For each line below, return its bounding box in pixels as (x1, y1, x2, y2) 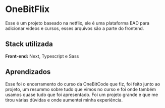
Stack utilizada (5, 40, 53, 48)
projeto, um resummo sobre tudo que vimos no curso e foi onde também (5, 86, 156, 92)
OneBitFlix (5, 3, 49, 15)
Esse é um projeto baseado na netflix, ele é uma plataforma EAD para (5, 20, 150, 26)
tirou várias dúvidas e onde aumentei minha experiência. (5, 96, 123, 103)
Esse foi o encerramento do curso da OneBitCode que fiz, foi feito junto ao (5, 81, 160, 87)
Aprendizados (5, 67, 51, 76)
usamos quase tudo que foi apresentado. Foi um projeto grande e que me (5, 91, 158, 97)
